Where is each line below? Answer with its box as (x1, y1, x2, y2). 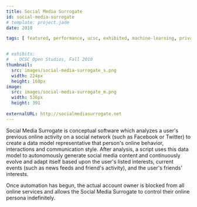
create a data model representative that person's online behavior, (6, 139, 164, 146)
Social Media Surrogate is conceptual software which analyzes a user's (6, 127, 179, 134)
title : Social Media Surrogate (6, 8, 83, 15)
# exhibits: (6, 51, 35, 57)
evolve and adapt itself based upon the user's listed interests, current (6, 158, 174, 165)
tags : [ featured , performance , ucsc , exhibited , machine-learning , (6, 36, 177, 42)
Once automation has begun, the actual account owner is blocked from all (6, 182, 185, 189)
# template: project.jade (6, 19, 69, 25)
